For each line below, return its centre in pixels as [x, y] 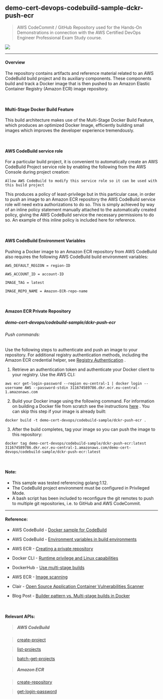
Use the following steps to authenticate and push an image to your [71, 349]
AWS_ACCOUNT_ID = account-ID [34, 274]
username [14, 388]
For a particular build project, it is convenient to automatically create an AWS [81, 162]
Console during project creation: [37, 172]
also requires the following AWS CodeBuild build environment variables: [77, 257]
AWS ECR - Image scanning [40, 577]
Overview [15, 62]
